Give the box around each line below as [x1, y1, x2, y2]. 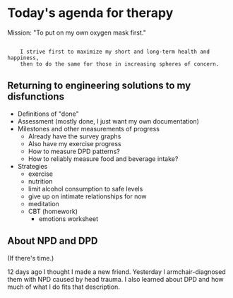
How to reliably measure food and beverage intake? [28, 154, 179, 163]
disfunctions [7, 90, 65, 103]
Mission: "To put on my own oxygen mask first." [7, 28, 146, 37]
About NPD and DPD [7, 235, 98, 247]
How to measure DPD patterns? [28, 147, 120, 155]
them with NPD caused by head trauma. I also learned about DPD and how [7, 275, 224, 283]
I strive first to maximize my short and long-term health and [20, 48, 210, 55]
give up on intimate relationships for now [28, 192, 147, 201]
